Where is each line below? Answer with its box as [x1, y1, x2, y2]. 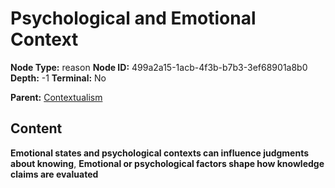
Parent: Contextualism [10, 91, 103, 103]
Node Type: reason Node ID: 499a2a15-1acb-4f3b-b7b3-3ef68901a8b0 [10, 61, 308, 73]
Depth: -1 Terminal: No [10, 72, 107, 84]
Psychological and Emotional [10, 7, 257, 30]
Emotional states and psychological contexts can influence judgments [10, 147, 310, 159]
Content [10, 120, 63, 137]
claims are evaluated [10, 168, 99, 180]
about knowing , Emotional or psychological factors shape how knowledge [10, 157, 325, 169]
